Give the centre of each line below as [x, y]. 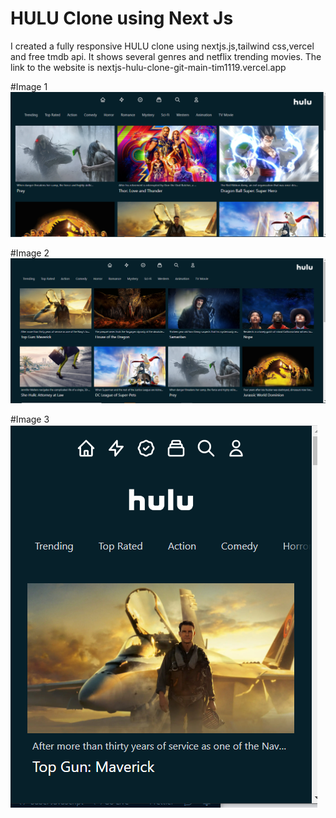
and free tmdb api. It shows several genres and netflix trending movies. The [166, 56]
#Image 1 [29, 86]
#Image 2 [30, 253]
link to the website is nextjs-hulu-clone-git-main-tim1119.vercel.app [148, 67]
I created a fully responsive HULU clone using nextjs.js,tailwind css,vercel [162, 46]
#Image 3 [30, 419]
